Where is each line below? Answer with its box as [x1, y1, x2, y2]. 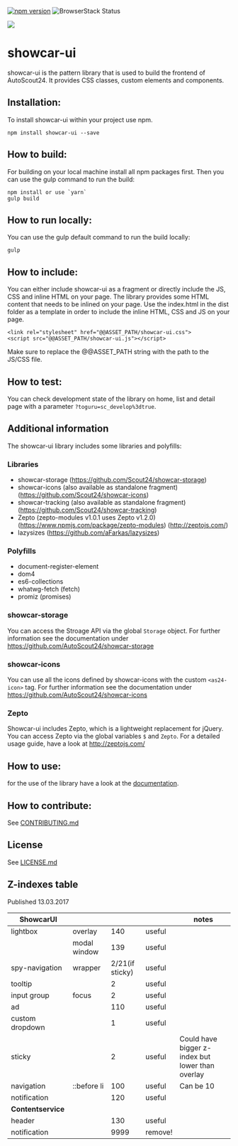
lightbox [11, 926, 38, 936]
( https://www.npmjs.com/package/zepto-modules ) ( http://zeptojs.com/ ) [17, 521, 229, 530]
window [72, 946, 99, 956]
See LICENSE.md [7, 857, 58, 867]
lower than [179, 1060, 215, 1070]
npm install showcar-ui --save [7, 129, 100, 136]
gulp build [7, 195, 40, 202]
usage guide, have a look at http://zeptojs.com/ [7, 739, 145, 748]
